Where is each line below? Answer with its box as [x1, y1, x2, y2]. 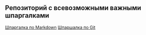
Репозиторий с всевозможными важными [5, 4, 142, 12]
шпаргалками [5, 12, 49, 20]
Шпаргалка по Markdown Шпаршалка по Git [5, 24, 96, 30]
